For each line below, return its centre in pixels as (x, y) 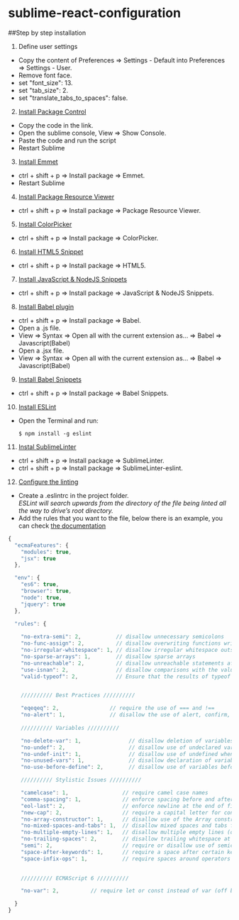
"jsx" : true (38, 558)
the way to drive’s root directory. (66, 510)
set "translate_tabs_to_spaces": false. (73, 98)
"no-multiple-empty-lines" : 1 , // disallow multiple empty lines (122, 832)
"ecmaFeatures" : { (42, 545)
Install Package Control (52, 111)
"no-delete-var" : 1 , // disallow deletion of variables (127, 741)
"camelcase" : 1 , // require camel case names (115, 793)
